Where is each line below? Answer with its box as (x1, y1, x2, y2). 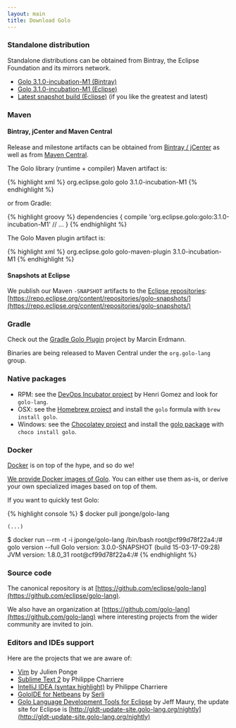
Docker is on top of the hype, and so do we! (7, 461, 135, 469)
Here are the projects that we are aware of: (7, 653, 132, 662)
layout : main (7, 10, 46, 18)
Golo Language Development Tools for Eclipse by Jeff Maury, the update (17, 697, 229, 705)
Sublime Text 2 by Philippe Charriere (17, 674, 125, 684)
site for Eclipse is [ (17, 705, 72, 713)
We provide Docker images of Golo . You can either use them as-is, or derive (7, 475, 229, 483)
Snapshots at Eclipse (7, 271, 70, 279)
